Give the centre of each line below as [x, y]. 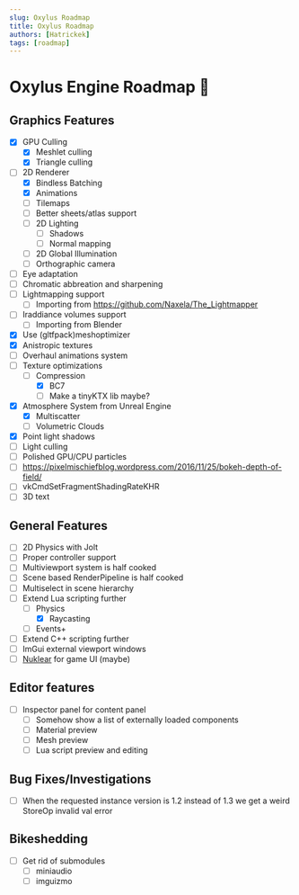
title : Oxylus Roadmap [52, 26]
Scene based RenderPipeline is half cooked [103, 577]
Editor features [52, 688]
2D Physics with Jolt [60, 547]
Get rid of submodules [64, 861]
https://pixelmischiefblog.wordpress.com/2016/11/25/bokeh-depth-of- [152, 467]
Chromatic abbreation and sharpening [92, 284]
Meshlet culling [64, 152]
